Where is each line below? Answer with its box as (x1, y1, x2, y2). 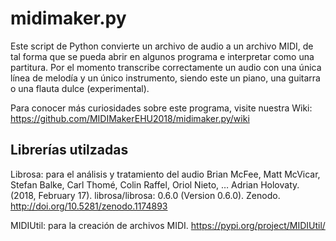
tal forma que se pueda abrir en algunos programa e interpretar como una (10, 50, 315, 62)
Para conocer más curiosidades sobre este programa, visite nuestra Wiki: (10, 102, 313, 114)
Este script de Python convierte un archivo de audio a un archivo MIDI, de (10, 40, 314, 52)
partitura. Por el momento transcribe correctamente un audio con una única (10, 61, 322, 73)
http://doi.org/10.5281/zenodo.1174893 (10, 200, 168, 212)
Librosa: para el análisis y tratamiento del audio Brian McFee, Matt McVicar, (10, 168, 321, 180)
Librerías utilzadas (10, 142, 129, 159)
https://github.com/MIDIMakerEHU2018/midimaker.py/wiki (10, 112, 250, 124)
